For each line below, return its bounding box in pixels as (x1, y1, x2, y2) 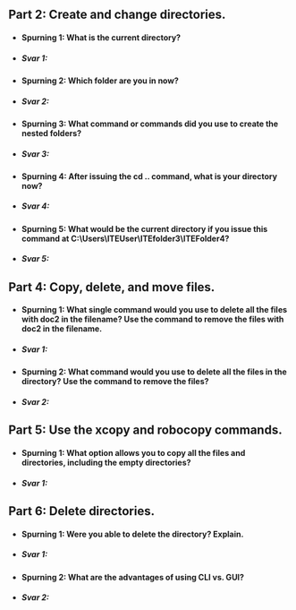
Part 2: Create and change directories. (8, 7, 226, 22)
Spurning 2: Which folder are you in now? (21, 75, 180, 86)
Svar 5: (21, 253, 50, 264)
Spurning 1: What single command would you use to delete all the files (21, 305, 288, 315)
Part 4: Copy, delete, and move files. (8, 279, 216, 295)
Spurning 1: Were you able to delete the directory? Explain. (21, 528, 244, 539)
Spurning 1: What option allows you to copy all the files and (21, 447, 246, 458)
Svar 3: (21, 148, 50, 159)
